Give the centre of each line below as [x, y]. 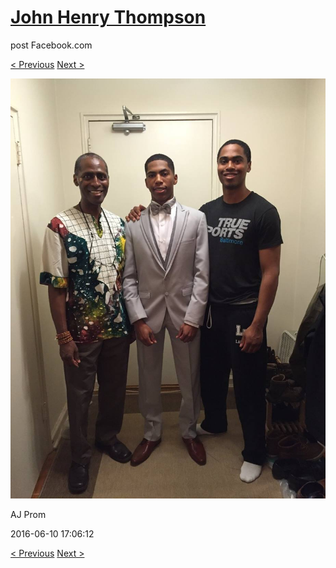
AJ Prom [28, 514]
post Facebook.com [51, 45]
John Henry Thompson [108, 17]
